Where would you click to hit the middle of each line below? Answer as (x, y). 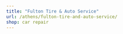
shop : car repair (27, 22)
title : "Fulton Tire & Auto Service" (53, 11)
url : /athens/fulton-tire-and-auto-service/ (62, 17)
